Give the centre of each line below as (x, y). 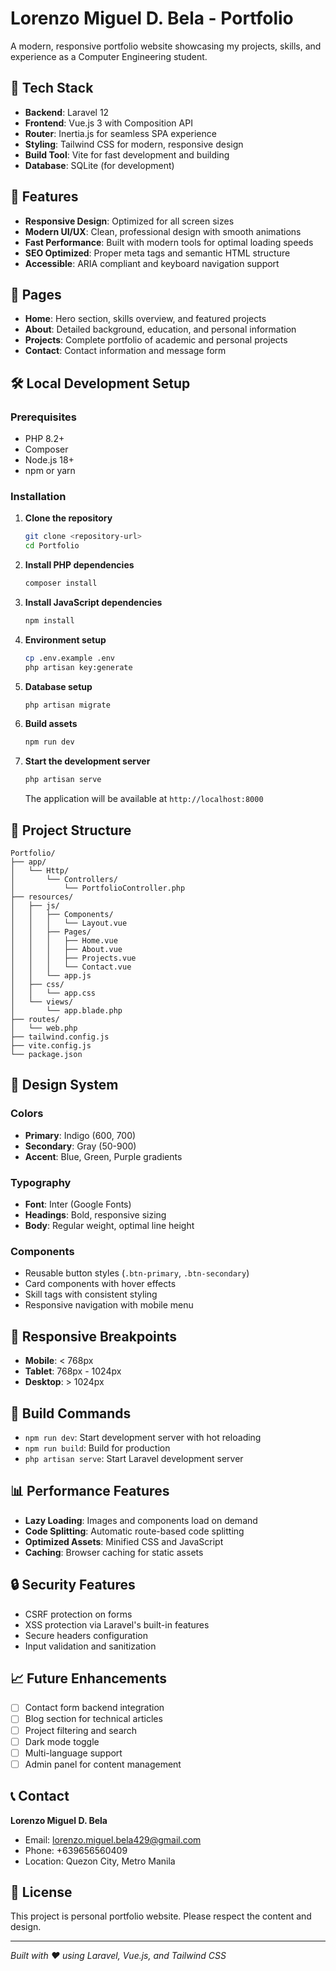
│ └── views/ (42, 1002)
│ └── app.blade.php (66, 1011)
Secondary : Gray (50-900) (80, 1146)
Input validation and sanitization (90, 1646)
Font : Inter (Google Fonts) (78, 1204)
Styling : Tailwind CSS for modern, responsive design (134, 144)
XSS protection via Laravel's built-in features (117, 1624)
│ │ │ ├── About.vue (66, 950)
